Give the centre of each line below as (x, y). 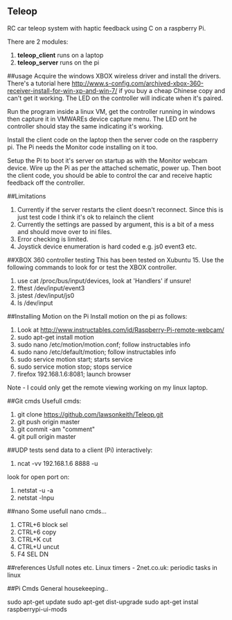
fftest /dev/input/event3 (51, 288)
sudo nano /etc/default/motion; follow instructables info (97, 352)
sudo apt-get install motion (56, 337)
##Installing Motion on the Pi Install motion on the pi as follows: (97, 316)
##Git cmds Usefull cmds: (44, 401)
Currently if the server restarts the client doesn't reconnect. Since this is (120, 209)
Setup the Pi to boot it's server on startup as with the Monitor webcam (107, 160)
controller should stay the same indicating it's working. (86, 126)
